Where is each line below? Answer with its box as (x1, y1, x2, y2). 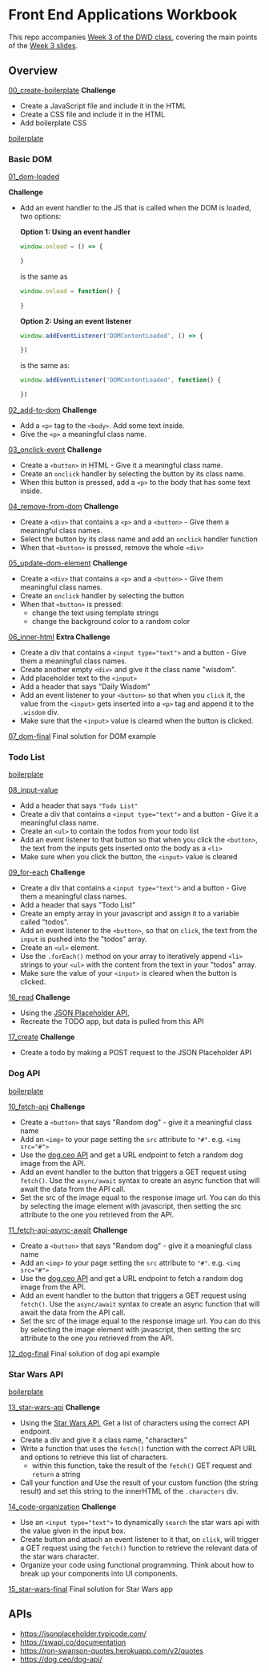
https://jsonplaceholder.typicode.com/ (19, 1629, 147, 1638)
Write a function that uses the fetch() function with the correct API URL (19, 1443, 258, 1453)
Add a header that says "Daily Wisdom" (19, 682, 151, 691)
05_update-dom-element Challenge (8, 558, 128, 568)
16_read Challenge (8, 993, 70, 1002)
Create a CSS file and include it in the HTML (19, 109, 166, 119)
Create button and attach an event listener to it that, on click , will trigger (19, 1534, 259, 1544)
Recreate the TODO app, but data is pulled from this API (19, 1017, 204, 1026)
